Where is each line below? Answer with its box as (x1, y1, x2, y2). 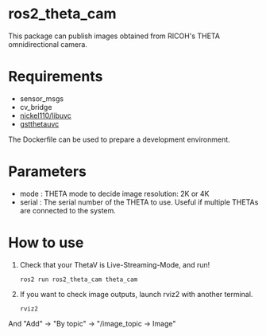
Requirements (8, 68, 103, 86)
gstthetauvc (19, 119, 60, 128)
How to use (8, 234, 84, 252)
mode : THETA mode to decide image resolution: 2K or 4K (19, 189, 210, 198)
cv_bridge (19, 102, 52, 111)
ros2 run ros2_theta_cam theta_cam (19, 275, 138, 283)
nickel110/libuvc (19, 111, 71, 120)
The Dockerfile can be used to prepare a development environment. (8, 135, 230, 144)
